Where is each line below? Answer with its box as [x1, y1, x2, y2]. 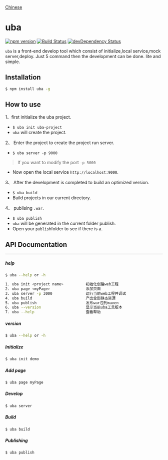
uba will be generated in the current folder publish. [12, 220, 116, 227]
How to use [5, 100, 41, 109]
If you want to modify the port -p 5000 [17, 160, 96, 166]
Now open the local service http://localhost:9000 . [12, 169, 119, 175]
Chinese [5, 5, 22, 10]
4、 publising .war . [5, 205, 44, 211]
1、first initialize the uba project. [5, 114, 71, 120]
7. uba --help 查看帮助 [5, 310, 101, 315]
